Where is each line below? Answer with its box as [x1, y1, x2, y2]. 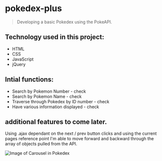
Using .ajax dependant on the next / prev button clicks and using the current [5, 130, 157, 136]
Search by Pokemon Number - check [12, 88, 86, 94]
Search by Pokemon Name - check [12, 93, 82, 99]
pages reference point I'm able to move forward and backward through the [5, 136, 154, 142]
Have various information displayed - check [12, 104, 99, 110]
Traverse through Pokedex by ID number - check [12, 98, 110, 104]
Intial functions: [5, 76, 54, 84]
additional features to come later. [5, 117, 107, 126]
